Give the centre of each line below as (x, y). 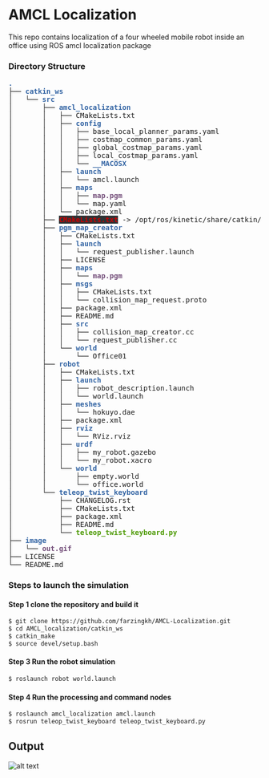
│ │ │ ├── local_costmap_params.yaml (103, 156)
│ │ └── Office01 (68, 356)
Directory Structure (47, 66)
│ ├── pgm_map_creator (65, 228)
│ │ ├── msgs (51, 284)
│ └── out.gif (40, 549)
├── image (27, 541)
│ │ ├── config (55, 124)
